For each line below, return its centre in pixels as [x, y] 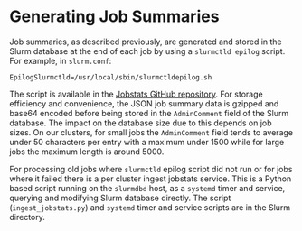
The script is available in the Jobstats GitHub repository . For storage [137, 94]
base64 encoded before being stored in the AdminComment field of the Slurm [149, 113]
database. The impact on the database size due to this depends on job [141, 123]
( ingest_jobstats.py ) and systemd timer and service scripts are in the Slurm [150, 207]
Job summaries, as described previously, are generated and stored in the [146, 42]
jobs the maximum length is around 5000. [87, 152]
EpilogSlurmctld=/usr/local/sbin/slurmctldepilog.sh [111, 77]
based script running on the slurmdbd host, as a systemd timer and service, [147, 188]
